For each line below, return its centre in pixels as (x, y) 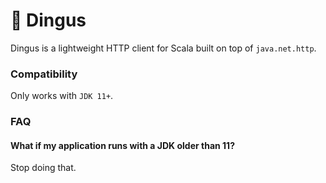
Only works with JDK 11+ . (62, 96)
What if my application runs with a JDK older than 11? (122, 145)
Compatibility (44, 74)
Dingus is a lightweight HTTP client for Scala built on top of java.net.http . (163, 48)
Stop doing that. (43, 168)
